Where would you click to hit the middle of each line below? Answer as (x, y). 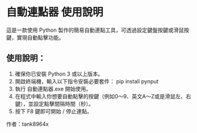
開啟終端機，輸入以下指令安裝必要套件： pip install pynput (87, 81)
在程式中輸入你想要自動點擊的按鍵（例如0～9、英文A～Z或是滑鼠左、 (100, 96)
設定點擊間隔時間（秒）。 (63, 104)
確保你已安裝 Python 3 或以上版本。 (59, 74)
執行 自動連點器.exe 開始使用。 (53, 89)
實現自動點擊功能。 (40, 37)
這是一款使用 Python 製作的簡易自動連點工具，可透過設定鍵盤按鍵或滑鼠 (95, 30)
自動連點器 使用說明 (55, 12)
